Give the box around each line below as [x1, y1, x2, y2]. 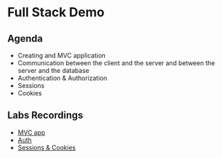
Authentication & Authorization [17, 74, 108, 82]
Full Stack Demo [7, 4, 105, 21]
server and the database [17, 67, 90, 74]
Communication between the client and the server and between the [17, 59, 215, 67]
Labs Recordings [7, 109, 84, 121]
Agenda [7, 33, 43, 45]
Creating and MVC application [17, 51, 106, 60]
